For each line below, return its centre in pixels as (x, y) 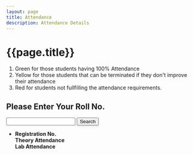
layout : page (22, 12)
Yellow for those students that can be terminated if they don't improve (101, 75)
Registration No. (36, 134)
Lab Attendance (35, 147)
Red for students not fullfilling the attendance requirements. (88, 88)
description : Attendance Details (48, 23)
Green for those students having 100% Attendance (77, 69)
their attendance (35, 82)
